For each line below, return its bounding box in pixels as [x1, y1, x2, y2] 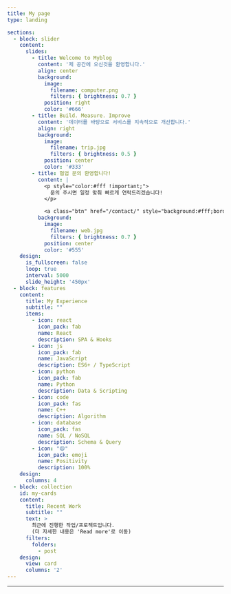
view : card [25, 560, 57, 567]
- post [37, 547, 57, 555]
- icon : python [32, 368, 76, 376]
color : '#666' [43, 106, 85, 113]
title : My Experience [25, 298, 88, 305]
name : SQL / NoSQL [37, 432, 91, 439]
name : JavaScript [37, 356, 88, 362]
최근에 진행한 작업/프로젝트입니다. [32, 522, 115, 529]
